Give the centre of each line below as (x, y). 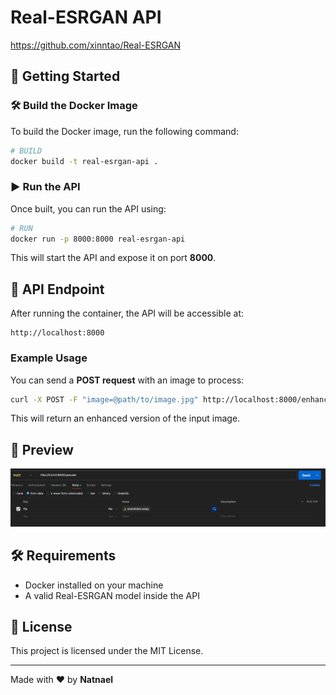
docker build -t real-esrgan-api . (84, 161)
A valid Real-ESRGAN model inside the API (112, 595)
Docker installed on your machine (94, 585)
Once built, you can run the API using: (88, 208)
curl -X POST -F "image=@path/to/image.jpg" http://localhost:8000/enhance (171, 399)
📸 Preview (42, 449)
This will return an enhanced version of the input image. (125, 418)
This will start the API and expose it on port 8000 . (113, 258)
